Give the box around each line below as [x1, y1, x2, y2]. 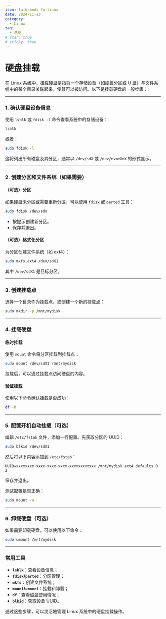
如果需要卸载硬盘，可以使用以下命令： [5, 527, 83, 533]
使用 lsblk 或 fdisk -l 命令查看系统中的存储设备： [5, 116, 108, 122]
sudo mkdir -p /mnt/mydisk [5, 309, 61, 314]
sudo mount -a [5, 498, 35, 503]
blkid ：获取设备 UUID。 [12, 598, 62, 604]
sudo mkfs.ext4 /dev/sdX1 [5, 258, 58, 263]
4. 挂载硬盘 [5, 326, 32, 333]
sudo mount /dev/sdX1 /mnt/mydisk [5, 361, 77, 366]
